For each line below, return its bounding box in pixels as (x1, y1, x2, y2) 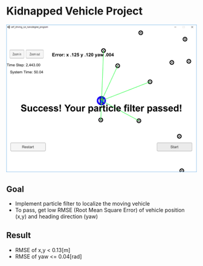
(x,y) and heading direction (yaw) (14, 213, 98, 220)
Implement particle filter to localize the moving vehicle (14, 200, 150, 207)
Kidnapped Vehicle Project (6, 4, 143, 18)
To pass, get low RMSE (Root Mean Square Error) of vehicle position (14, 207, 185, 214)
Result (6, 230, 31, 241)
